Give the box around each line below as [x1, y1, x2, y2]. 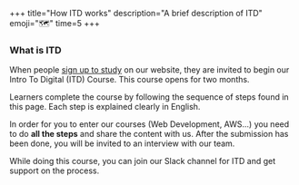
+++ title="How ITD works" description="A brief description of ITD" [9, 8, 264, 18]
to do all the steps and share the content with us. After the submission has [9, 129, 289, 140]
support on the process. [9, 165, 100, 176]
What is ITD [9, 44, 62, 56]
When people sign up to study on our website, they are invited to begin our [9, 64, 290, 75]
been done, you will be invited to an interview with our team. [9, 138, 235, 149]
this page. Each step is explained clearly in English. [9, 102, 201, 112]
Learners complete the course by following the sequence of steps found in [9, 92, 289, 102]
